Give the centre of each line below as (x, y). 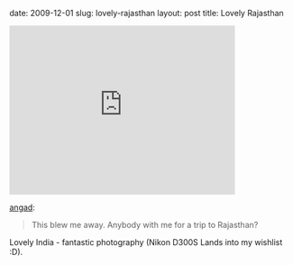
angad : (23, 207)
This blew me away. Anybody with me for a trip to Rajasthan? (145, 225)
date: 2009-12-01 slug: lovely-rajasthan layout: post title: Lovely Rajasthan (146, 13)
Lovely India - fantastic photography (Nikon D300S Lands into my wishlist (146, 242)
